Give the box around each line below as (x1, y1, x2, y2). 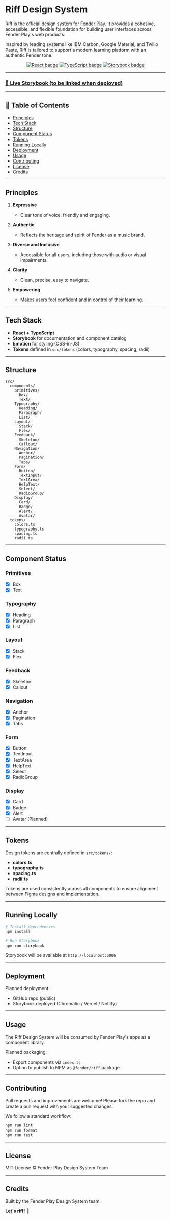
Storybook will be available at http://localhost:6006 (5, 952, 116, 958)
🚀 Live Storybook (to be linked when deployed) (5, 79, 123, 86)
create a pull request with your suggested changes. (5, 1103, 113, 1109)
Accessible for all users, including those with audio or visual (20, 251, 146, 258)
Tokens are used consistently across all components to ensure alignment (5, 886, 158, 892)
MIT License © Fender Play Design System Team (5, 1165, 108, 1171)
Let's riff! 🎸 (5, 1208, 30, 1214)
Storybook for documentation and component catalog (12, 335, 127, 341)
